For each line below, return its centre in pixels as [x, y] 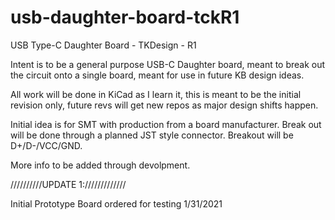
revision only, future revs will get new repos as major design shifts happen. [164, 105]
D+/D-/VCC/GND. [46, 145]
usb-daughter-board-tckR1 [125, 17]
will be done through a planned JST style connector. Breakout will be [152, 135]
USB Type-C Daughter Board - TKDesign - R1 [103, 45]
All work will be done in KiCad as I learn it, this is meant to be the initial [156, 94]
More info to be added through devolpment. [100, 165]
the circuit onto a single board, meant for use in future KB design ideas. [157, 75]
